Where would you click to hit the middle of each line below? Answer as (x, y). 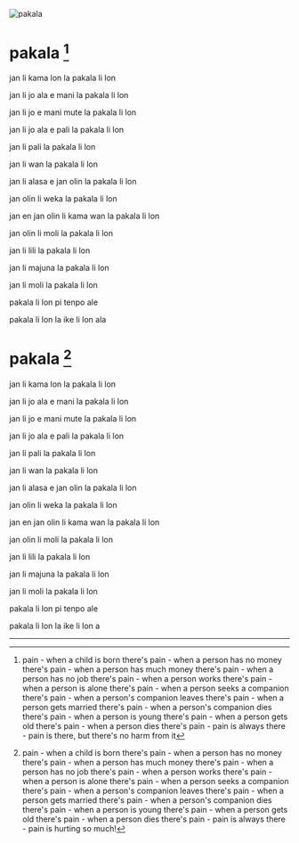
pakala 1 (39, 52)
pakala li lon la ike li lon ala (58, 320)
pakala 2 (40, 357)
